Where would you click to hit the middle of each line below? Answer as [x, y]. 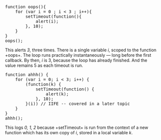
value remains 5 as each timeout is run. [44, 65]
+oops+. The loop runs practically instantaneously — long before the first [78, 55]
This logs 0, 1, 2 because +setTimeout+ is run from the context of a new [77, 127]
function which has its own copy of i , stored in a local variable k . [69, 132]
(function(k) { [43, 84]
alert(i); [47, 21]
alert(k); [57, 94]
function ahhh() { [27, 75]
